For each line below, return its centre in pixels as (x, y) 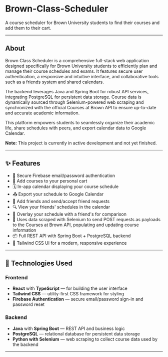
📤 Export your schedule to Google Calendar (58, 194)
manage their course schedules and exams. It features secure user (74, 71)
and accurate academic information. (42, 113)
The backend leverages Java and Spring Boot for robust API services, (77, 91)
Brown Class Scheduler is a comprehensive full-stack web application (77, 60)
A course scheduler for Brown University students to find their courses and (82, 23)
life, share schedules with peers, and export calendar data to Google (76, 128)
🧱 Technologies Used (39, 263)
